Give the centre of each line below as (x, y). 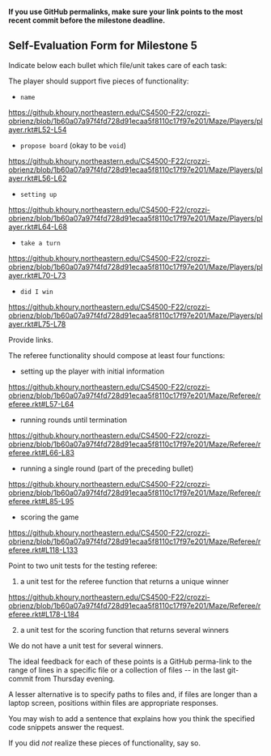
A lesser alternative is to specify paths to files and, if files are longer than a (133, 694)
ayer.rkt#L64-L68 (38, 227)
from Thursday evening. (75, 678)
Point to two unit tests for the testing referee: (83, 566)
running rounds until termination (74, 420)
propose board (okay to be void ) (73, 145)
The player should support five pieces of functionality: (99, 81)
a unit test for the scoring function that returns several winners (124, 630)
